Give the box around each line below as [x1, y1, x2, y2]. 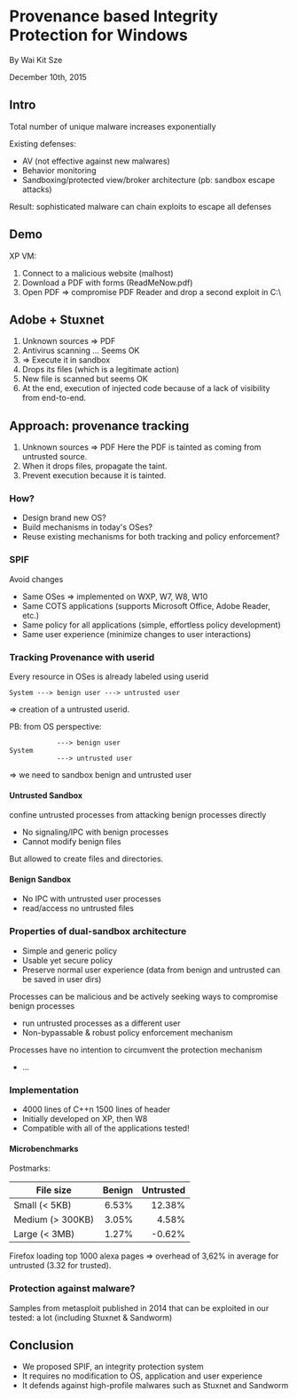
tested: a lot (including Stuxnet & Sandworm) [9, 1312, 173, 1323]
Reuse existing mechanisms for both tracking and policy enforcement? [21, 532, 280, 542]
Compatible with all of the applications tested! [21, 1123, 190, 1134]
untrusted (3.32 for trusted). [9, 1260, 112, 1271]
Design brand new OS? [21, 513, 106, 524]
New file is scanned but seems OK [21, 373, 148, 384]
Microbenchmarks [9, 1143, 79, 1154]
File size [35, 1184, 73, 1196]
